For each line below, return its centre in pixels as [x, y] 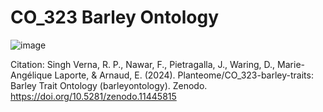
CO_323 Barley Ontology [114, 17]
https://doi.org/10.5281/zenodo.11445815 [93, 96]
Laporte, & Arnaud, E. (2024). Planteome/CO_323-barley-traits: [184, 75]
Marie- [291, 64]
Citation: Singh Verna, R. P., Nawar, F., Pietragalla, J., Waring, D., [143, 64]
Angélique [31, 75]
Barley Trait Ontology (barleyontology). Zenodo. [109, 85]
